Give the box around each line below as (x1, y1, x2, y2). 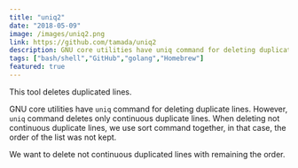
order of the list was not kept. (9, 132, 117, 142)
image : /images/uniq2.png (9, 29, 105, 38)
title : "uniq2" (9, 12, 66, 22)
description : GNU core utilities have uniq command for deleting (9, 46, 255, 55)
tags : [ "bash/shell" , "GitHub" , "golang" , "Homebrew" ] (9, 54, 204, 63)
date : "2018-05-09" (9, 21, 82, 30)
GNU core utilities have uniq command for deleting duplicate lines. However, (9, 103, 288, 114)
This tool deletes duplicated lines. (9, 86, 132, 97)
